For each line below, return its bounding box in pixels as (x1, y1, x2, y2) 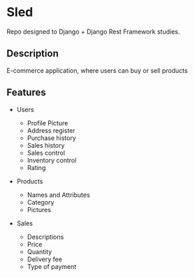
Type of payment (27, 262, 77, 270)
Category (27, 197, 55, 207)
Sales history (27, 141, 65, 149)
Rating (27, 163, 46, 172)
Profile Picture (27, 118, 68, 127)
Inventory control (27, 155, 77, 165)
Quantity (27, 247, 52, 256)
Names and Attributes (27, 190, 90, 199)
